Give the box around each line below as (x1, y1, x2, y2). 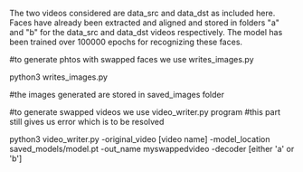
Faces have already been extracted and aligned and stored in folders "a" (9, 17, 280, 28)
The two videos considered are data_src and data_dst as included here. (9, 8, 276, 18)
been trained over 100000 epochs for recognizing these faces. (9, 36, 242, 47)
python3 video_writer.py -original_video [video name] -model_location (9, 134, 270, 144)
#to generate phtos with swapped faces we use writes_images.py (9, 54, 255, 64)
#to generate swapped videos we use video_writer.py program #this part (9, 107, 280, 117)
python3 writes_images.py (9, 72, 109, 82)
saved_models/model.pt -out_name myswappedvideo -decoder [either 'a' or (9, 144, 295, 154)
